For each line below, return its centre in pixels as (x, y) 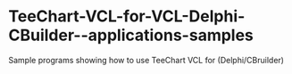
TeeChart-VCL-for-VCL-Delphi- (127, 16)
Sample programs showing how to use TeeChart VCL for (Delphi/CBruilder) (146, 60)
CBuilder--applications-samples (131, 35)
